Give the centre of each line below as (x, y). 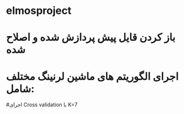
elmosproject (39, 11)
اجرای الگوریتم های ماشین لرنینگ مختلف (92, 76)
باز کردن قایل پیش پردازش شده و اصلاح (91, 38)
